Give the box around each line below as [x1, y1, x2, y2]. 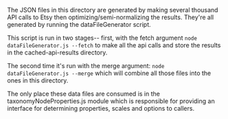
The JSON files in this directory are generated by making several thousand [7, 6, 218, 14]
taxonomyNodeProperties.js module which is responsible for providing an [7, 97, 215, 105]
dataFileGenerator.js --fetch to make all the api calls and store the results [7, 41, 221, 49]
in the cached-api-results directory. [7, 48, 108, 56]
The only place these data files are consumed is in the [7, 89, 160, 98]
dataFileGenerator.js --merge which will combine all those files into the [7, 69, 212, 77]
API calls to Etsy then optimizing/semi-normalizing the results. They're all [7, 13, 214, 21]
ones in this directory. [7, 76, 69, 85]
